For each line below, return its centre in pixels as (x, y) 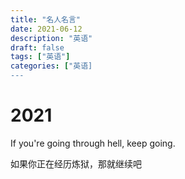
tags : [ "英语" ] (40, 57)
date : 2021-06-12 (46, 29)
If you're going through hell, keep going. (93, 143)
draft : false (37, 47)
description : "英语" (51, 38)
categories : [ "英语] (51, 66)
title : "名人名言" (46, 19)
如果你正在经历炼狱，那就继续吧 (76, 163)
